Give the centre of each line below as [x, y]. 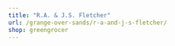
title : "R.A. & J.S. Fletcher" [60, 15]
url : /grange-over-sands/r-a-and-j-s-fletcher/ [88, 23]
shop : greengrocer [38, 30]
